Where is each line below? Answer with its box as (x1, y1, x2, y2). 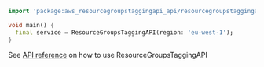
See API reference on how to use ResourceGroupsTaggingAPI (8, 50, 208, 59)
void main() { (8, 21, 55, 29)
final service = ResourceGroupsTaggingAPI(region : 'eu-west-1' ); (15, 28, 234, 37)
